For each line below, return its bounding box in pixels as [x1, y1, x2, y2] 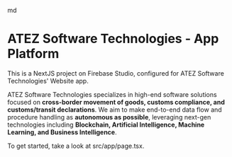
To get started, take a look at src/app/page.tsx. [7, 141, 145, 150]
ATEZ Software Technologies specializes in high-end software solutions [7, 90, 218, 98]
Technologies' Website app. [7, 76, 89, 85]
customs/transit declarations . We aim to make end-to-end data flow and [7, 105, 222, 114]
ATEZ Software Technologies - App [7, 31, 219, 47]
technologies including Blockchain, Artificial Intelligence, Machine [7, 120, 205, 129]
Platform [7, 46, 60, 62]
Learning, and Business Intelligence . [7, 127, 117, 136]
